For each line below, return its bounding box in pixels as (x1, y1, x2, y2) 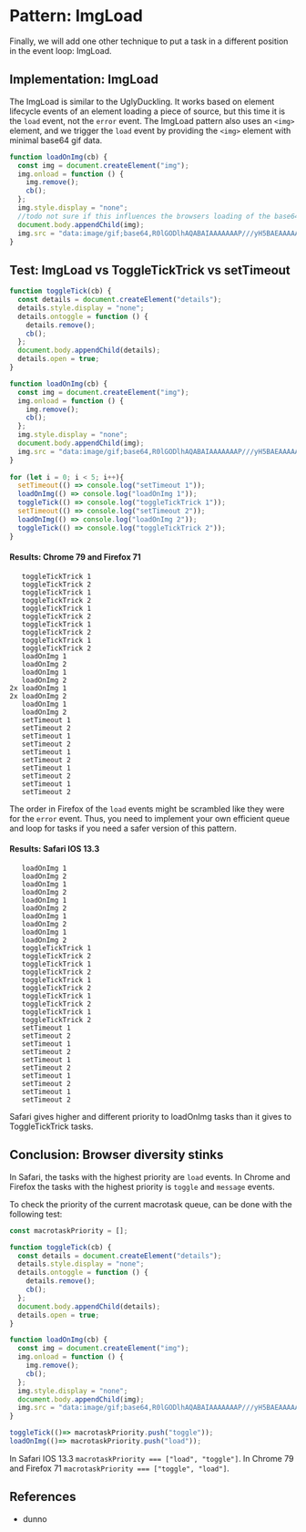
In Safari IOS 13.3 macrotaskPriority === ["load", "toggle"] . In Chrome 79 (9, 1453, 294, 1464)
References (9, 1489, 76, 1505)
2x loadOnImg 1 (9, 683, 67, 693)
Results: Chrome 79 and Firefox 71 (9, 552, 141, 563)
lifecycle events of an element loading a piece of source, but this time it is (9, 106, 285, 117)
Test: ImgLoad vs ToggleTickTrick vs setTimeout (9, 262, 291, 278)
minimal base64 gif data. (9, 134, 103, 146)
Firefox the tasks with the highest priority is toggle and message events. (9, 1181, 275, 1192)
